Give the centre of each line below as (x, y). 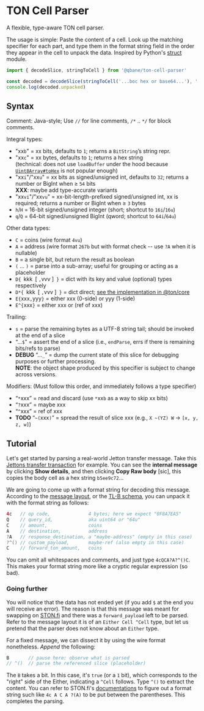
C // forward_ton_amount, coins (54, 548)
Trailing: (16, 317)
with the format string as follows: (48, 503)
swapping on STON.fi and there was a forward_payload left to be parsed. (97, 615)
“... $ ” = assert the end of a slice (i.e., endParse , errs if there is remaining (105, 342)
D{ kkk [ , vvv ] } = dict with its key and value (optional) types (93, 279)
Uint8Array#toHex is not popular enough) (66, 171)
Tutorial (21, 443)
